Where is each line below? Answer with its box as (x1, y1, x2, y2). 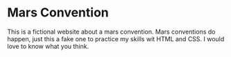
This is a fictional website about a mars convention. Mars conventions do (7, 27, 216, 36)
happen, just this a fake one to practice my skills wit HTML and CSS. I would (7, 34, 225, 43)
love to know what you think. (7, 42, 89, 50)
